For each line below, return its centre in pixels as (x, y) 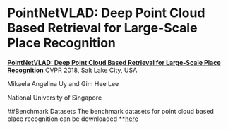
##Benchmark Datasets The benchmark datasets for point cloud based (110, 111)
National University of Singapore (55, 97)
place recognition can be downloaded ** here (73, 119)
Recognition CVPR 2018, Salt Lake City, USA (72, 70)
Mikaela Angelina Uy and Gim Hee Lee (63, 83)
